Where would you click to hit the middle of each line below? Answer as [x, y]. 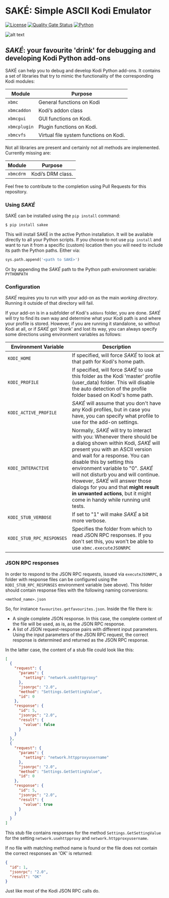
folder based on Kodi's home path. [113, 395]
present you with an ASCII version [112, 449]
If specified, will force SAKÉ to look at [116, 355]
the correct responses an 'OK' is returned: [49, 854]
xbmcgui [17, 118]
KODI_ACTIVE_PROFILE [32, 413]
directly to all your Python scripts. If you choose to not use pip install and [83, 240]
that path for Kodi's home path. [109, 362]
